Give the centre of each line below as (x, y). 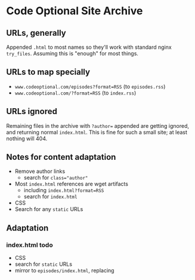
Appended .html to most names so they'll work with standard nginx (89, 47)
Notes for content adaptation (61, 157)
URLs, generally (36, 33)
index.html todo (30, 245)
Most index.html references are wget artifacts (71, 184)
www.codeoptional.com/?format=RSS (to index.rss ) (75, 93)
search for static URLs (44, 264)
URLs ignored (32, 111)
